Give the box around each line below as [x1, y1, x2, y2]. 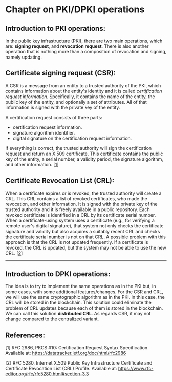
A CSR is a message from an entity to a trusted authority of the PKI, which [5, 82, 161, 88]
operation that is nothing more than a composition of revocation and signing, [5, 49, 167, 54]
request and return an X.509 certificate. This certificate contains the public [5, 150, 163, 157]
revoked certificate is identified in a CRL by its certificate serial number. [5, 212, 156, 218]
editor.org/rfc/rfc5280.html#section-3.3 [5, 371, 89, 377]
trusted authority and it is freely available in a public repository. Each [5, 206, 150, 213]
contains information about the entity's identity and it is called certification [5, 88, 162, 94]
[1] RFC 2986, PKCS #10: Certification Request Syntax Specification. [5, 345, 149, 351]
